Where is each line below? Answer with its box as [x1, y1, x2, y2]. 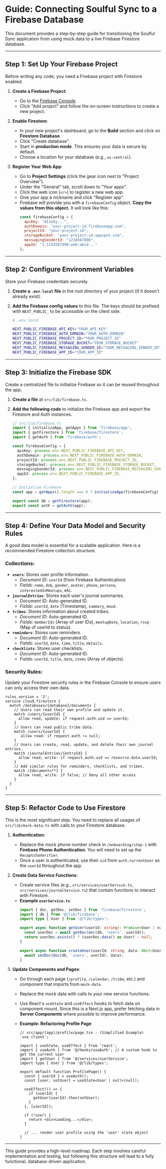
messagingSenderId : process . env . [17, 467, 86, 472]
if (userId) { [29, 1091, 58, 1096]
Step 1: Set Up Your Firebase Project [5, 60, 118, 69]
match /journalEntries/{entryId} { [14, 751, 87, 756]
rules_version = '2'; [5, 694, 50, 699]
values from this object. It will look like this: [19, 205, 109, 211]
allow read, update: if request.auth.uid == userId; [18, 716, 129, 721]
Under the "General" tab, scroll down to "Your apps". [19, 184, 127, 190]
